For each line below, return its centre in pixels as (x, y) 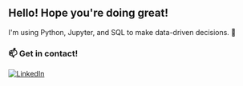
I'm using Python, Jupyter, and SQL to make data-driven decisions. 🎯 (122, 32)
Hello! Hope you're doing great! (88, 13)
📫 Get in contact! (43, 53)
